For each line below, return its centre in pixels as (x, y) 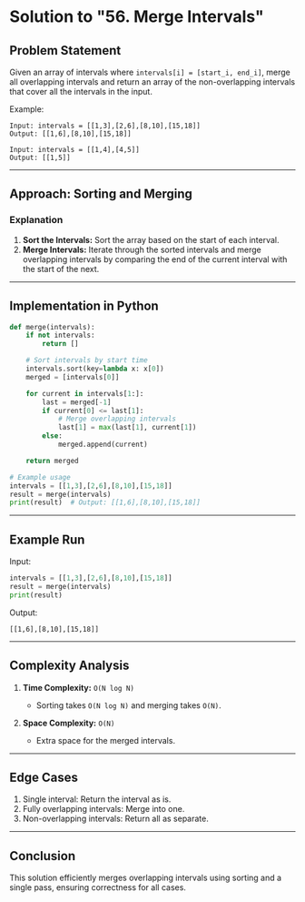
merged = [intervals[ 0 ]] (73, 377)
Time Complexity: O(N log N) (78, 687)
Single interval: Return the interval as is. (97, 799)
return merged (52, 461)
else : (53, 436)
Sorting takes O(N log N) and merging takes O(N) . (129, 705)
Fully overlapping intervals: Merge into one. (103, 809)
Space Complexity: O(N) (69, 723)
